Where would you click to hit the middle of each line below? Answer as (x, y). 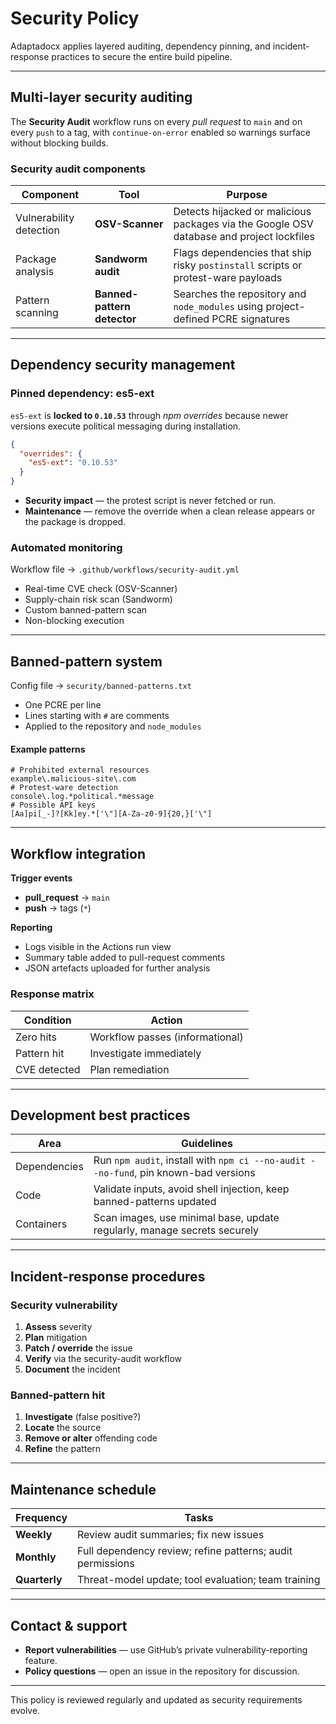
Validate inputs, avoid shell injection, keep (191, 1189)
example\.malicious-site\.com (73, 779)
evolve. (25, 1710)
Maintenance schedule (83, 1489)
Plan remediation (129, 1069)
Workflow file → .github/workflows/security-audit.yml (125, 569)
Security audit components (78, 169)
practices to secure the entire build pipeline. (142, 56)
